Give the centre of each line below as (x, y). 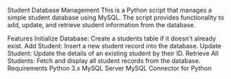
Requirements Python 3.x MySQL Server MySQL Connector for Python (110, 68)
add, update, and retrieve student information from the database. (101, 25)
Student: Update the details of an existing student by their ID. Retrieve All (113, 53)
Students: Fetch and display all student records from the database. (104, 61)
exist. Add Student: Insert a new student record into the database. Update (114, 46)
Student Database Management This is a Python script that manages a (110, 10)
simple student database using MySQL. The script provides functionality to (116, 17)
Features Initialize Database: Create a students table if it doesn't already (112, 38)
